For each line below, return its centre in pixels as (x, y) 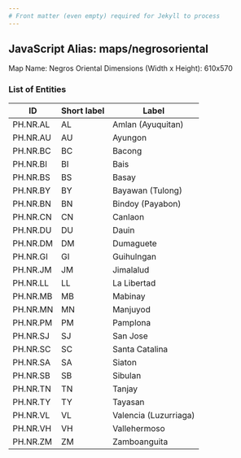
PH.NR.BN (32, 203)
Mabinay (129, 296)
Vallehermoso (139, 428)
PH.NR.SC (32, 349)
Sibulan (127, 375)
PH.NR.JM (32, 269)
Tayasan (129, 402)
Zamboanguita (140, 442)
